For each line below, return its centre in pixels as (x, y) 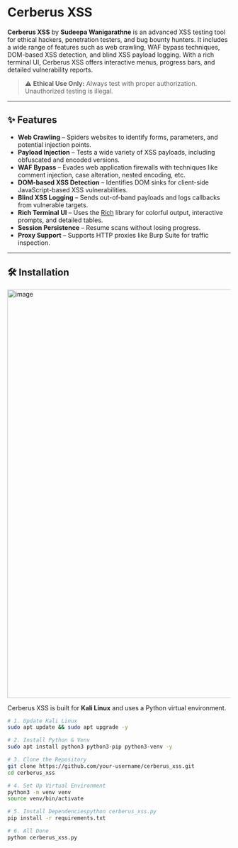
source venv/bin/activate (45, 799)
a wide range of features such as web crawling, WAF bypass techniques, (114, 47)
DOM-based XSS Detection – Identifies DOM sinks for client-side (113, 182)
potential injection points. (55, 144)
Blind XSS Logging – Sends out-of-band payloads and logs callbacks (119, 197)
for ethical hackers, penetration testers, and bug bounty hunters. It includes (118, 39)
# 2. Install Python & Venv (49, 740)
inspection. (34, 243)
